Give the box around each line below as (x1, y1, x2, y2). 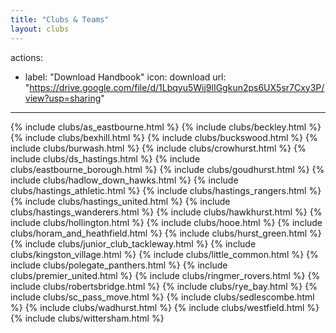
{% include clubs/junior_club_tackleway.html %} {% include (10, 237, 257, 250)
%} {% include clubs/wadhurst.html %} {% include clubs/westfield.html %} (10, 301, 320, 313)
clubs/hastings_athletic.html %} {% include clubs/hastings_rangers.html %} (10, 184, 322, 196)
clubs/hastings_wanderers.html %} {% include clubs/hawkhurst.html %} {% (10, 206, 323, 218)
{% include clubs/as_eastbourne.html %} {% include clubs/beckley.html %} (10, 121, 322, 133)
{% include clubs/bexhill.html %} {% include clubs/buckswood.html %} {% (10, 131, 318, 143)
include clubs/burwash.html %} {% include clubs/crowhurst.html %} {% (10, 142, 307, 154)
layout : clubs (10, 24, 70, 34)
